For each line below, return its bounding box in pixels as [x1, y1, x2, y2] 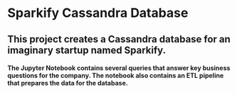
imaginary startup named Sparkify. [7, 44, 166, 56]
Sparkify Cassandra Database [7, 5, 189, 21]
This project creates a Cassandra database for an [7, 33, 231, 45]
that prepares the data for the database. [7, 79, 128, 88]
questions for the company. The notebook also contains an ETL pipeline [7, 71, 224, 80]
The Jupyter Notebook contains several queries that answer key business [7, 64, 231, 72]
